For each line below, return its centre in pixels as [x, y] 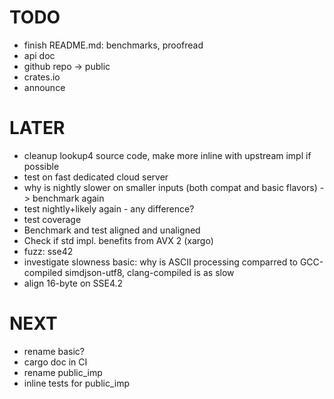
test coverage [52, 219]
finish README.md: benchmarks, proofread [113, 45]
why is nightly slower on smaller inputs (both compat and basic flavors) [170, 187]
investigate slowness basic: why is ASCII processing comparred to [160, 262]
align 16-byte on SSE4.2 [73, 283]
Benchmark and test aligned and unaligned [112, 230]
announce [44, 87]
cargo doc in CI [55, 362]
